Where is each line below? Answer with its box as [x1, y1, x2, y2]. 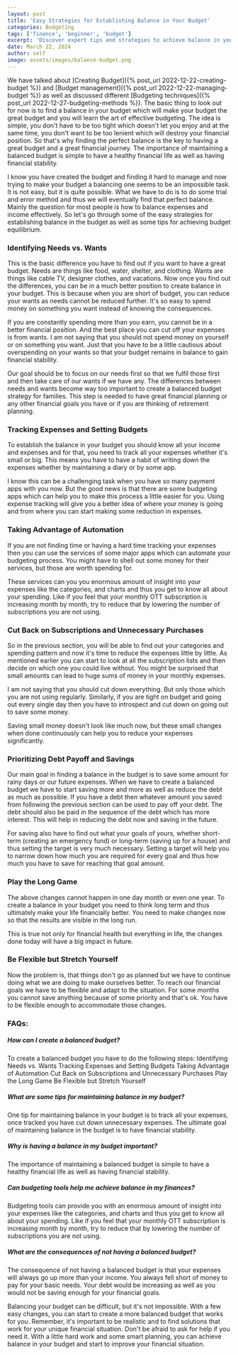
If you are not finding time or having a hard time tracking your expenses [7, 541, 217, 549]
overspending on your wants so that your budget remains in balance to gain [7, 348, 228, 356]
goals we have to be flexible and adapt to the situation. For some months [7, 986, 220, 994]
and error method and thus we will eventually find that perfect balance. [7, 195, 215, 203]
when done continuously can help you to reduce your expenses [7, 729, 193, 737]
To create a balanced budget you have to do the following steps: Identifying [7, 1054, 228, 1062]
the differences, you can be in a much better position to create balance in [7, 281, 222, 291]
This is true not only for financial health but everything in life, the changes [7, 929, 223, 938]
